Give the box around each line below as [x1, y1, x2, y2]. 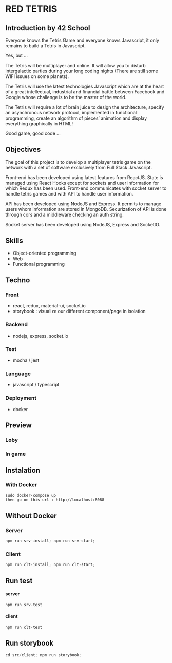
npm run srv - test [5, 602, 43, 607]
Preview [5, 421, 32, 430]
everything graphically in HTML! [5, 121, 73, 126]
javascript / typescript [12, 382, 60, 388]
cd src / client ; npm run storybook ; [5, 652, 82, 657]
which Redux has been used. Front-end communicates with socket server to [5, 185, 167, 191]
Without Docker [5, 511, 58, 520]
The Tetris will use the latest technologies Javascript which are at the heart [5, 83, 164, 89]
